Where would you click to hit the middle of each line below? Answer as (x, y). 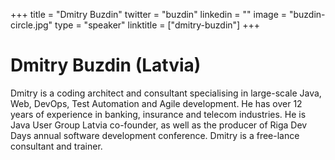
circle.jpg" (31, 25)
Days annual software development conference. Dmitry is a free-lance (155, 135)
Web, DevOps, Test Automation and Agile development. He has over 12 (156, 103)
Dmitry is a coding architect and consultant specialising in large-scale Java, (166, 93)
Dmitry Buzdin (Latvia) (106, 65)
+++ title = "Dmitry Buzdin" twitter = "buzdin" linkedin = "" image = (148, 14)
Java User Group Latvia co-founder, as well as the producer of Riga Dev (159, 125)
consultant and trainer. (56, 146)
